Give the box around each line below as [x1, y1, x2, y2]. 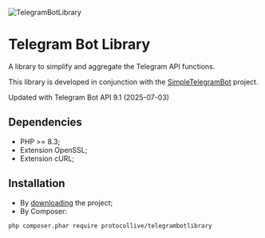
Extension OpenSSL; [19, 145, 88, 154]
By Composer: [19, 206, 68, 216]
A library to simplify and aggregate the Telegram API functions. [8, 61, 216, 71]
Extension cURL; [19, 154, 74, 163]
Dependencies [8, 115, 82, 129]
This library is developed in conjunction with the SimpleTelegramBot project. [8, 76, 259, 87]
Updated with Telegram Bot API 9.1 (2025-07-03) [8, 92, 170, 102]
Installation [8, 177, 65, 190]
